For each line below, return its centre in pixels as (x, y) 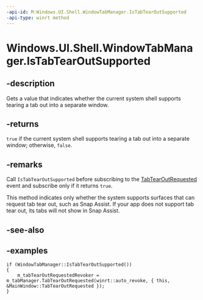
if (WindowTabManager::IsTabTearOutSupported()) (69, 265)
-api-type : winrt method (38, 18)
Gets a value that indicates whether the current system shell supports (94, 98)
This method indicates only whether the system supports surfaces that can (101, 198)
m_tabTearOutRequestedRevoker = (58, 276)
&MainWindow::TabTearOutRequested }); (55, 286)
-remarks (24, 164)
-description (30, 84)
